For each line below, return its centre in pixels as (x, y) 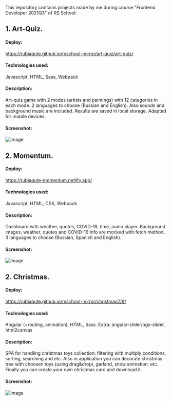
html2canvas (19, 330)
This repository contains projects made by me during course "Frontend (80, 7)
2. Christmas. (27, 277)
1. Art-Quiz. (24, 29)
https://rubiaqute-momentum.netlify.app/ (49, 180)
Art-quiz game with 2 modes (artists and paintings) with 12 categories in (82, 100)
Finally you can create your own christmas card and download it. (74, 370)
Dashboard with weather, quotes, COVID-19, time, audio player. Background (85, 227)
